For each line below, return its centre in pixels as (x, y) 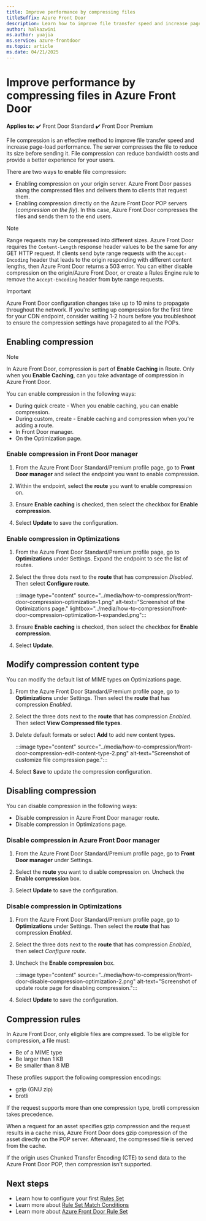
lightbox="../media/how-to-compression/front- (128, 608)
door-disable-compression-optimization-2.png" (75, 981)
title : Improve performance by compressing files (71, 12)
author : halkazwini (31, 29)
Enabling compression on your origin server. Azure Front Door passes (103, 183)
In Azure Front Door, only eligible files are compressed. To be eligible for (97, 1034)
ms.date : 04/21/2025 (33, 52)
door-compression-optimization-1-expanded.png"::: (81, 615)
